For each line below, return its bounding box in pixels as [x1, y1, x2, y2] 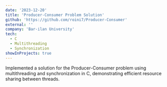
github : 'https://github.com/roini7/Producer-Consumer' [5, 17, 127, 22]
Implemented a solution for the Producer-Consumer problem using [5, 65, 146, 71]
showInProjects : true [5, 50, 52, 56]
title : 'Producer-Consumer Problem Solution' [5, 12, 104, 18]
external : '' [5, 22, 33, 27]
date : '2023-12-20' [5, 7, 47, 13]
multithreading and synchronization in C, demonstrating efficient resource [5, 70, 162, 76]
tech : [5, 31, 17, 37]
